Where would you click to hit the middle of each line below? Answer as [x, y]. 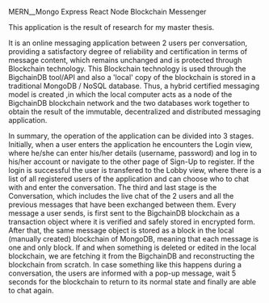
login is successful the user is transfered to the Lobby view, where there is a [135, 170]
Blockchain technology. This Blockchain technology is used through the [127, 69]
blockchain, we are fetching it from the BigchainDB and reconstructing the [132, 256]
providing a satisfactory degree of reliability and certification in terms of [128, 51]
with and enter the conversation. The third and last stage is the [113, 187]
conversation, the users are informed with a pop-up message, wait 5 [122, 273]
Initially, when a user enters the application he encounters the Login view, [130, 144]
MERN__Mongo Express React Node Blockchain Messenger [107, 12]
